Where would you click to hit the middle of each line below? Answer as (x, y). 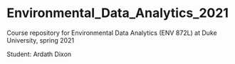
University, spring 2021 (41, 40)
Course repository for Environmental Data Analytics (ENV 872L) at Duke (112, 33)
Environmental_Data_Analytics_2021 (118, 13)
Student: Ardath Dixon (39, 54)
